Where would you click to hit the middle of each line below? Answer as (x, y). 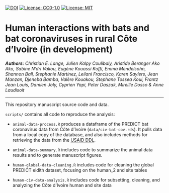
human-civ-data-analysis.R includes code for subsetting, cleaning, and (86, 180)
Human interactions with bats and (77, 28)
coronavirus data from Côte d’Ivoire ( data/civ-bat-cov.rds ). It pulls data (87, 129)
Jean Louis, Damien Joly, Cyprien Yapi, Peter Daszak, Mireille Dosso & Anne (84, 84)
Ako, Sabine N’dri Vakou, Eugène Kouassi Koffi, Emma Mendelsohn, (76, 68)
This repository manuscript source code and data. (57, 104)
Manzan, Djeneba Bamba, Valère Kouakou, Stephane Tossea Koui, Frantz (82, 79)
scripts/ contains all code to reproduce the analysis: (60, 114)
